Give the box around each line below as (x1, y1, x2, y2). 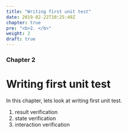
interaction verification (14, 121, 70, 128)
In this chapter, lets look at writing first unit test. (6, 97, 123, 104)
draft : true (6, 36, 36, 42)
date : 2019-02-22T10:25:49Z (6, 14, 76, 20)
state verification (14, 115, 56, 122)
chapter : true (6, 20, 41, 25)
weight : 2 (6, 31, 31, 37)
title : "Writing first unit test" (6, 8, 92, 15)
